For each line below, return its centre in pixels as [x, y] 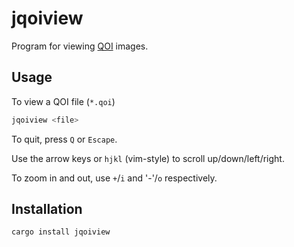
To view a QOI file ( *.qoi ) [63, 101]
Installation [47, 209]
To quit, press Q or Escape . [64, 139]
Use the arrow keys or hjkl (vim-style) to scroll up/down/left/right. [148, 158]
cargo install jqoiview [61, 232]
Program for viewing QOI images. [80, 46]
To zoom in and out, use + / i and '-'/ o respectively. [114, 178]
